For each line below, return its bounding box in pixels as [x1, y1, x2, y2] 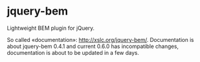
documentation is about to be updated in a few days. [7, 49, 140, 56]
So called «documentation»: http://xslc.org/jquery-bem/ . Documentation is [7, 36, 195, 43]
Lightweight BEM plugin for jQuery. [7, 24, 95, 32]
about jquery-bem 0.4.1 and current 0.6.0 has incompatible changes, [7, 43, 179, 50]
